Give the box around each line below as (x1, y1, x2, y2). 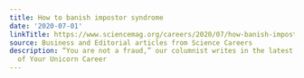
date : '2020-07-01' (9, 22, 83, 30)
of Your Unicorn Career (17, 55, 107, 64)
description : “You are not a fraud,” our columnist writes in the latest (9, 47, 294, 56)
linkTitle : (9, 30, 51, 39)
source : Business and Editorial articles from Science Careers (9, 38, 253, 48)
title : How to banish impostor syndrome (9, 13, 165, 22)
